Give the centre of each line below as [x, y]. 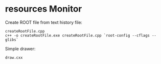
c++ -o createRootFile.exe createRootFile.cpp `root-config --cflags [78, 35]
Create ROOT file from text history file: [44, 22]
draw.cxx [14, 57]
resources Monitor [44, 9]
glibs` [12, 40]
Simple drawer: [20, 48]
